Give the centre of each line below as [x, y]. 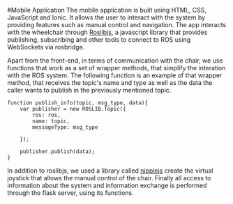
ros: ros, [46, 115]
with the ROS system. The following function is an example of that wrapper [115, 75]
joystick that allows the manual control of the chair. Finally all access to [109, 178]
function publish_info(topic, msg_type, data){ [78, 103]
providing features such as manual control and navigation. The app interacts [117, 25]
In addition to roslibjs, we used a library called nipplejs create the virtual [110, 171]
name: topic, [51, 121]
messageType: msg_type [65, 127]
